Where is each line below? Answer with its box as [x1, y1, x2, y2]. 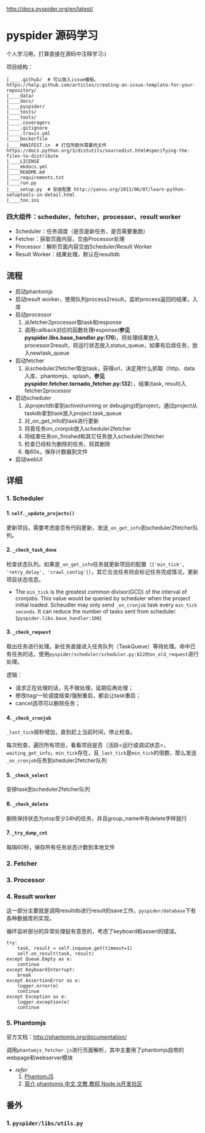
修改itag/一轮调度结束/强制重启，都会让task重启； [15, 691, 141, 699]
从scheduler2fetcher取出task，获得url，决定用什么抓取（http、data [24, 365, 195, 372]
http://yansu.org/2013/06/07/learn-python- [73, 186, 187, 192]
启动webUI [15, 456, 43, 463]
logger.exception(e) [17, 998, 70, 1005]
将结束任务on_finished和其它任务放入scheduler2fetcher [24, 433, 165, 440]
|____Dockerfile [6, 135, 48, 142]
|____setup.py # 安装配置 [6, 186, 72, 192]
